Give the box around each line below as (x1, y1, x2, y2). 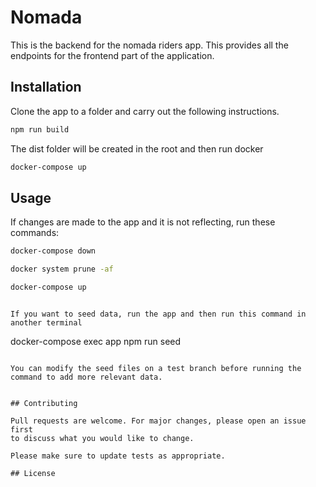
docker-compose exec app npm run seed (10, 335, 182, 347)
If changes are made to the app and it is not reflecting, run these (10, 216, 276, 228)
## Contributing (10, 398, 78, 408)
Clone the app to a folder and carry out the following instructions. (10, 105, 280, 117)
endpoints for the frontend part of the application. (10, 49, 215, 61)
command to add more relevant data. (10, 372, 163, 382)
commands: (10, 227, 60, 239)
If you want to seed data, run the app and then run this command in (10, 309, 307, 319)
